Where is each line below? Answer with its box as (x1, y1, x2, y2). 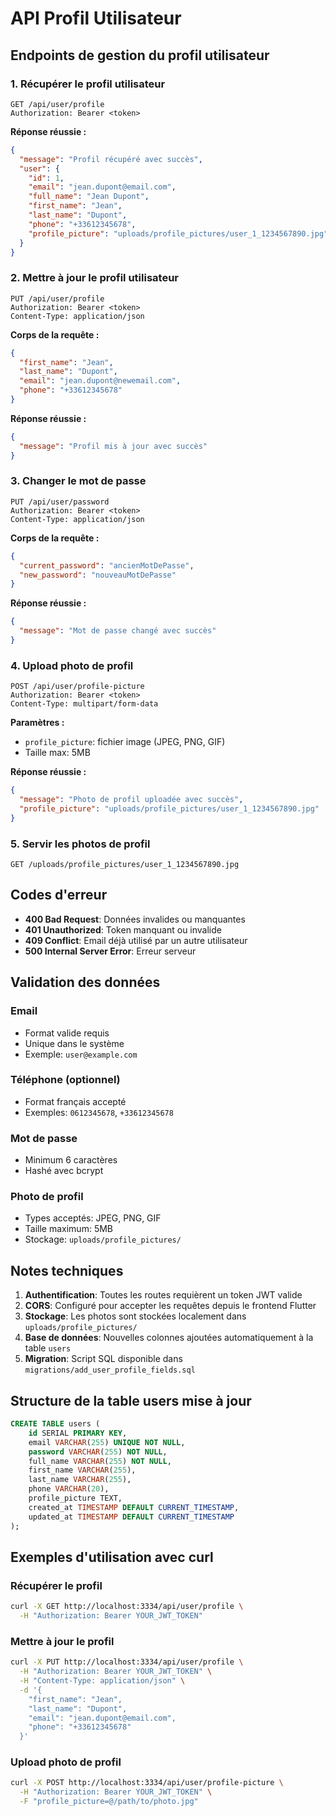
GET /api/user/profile (10, 99, 105, 109)
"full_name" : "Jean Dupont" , (28, 192, 150, 202)
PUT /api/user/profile (10, 293, 105, 304)
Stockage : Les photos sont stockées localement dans (24, 1310, 247, 1322)
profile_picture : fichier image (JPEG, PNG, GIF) (24, 736, 226, 748)
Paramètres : (10, 717, 65, 729)
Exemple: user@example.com (24, 1048, 138, 1060)
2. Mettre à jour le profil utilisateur (10, 271, 179, 285)
